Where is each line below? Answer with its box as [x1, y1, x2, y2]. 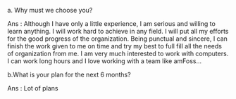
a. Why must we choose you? [7, 6, 93, 14]
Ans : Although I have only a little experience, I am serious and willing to [7, 20, 216, 27]
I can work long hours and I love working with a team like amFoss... [7, 57, 202, 65]
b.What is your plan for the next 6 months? [7, 70, 132, 79]
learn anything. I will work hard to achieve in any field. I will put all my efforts [7, 27, 229, 35]
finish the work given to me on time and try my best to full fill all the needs [7, 42, 222, 50]
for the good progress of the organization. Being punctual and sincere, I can [7, 34, 228, 43]
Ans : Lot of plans [7, 84, 58, 92]
